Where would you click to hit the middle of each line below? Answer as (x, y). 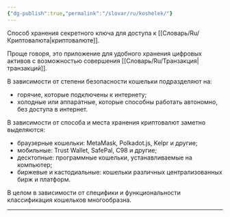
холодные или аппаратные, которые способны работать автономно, (117, 102)
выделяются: (26, 129)
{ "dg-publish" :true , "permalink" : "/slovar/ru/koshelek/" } (90, 13)
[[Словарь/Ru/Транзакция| (161, 61)
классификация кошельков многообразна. (69, 200)
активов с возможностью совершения (64, 61)
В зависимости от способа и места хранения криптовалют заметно (106, 122)
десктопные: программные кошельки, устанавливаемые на (105, 157)
